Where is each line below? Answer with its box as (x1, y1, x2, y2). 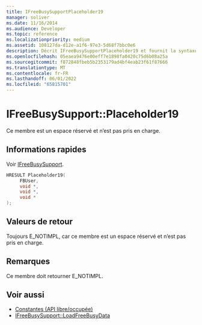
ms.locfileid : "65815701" (6, 82, 71, 88)
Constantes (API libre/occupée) (14, 306, 93, 313)
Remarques (6, 257, 50, 267)
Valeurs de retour (6, 217, 73, 227)
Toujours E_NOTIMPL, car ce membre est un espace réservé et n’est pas (6, 232, 186, 240)
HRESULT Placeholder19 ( (6, 172, 66, 178)
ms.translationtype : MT (6, 64, 66, 71)
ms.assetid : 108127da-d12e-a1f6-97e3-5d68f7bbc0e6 (6, 43, 136, 49)
